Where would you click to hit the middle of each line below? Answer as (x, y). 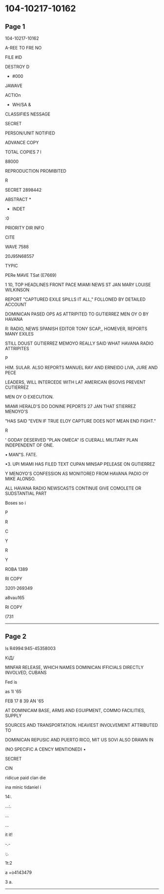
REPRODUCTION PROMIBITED (36, 171)
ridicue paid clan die (26, 778)
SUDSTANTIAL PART (26, 493)
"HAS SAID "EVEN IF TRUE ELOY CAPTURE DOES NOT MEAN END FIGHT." (81, 421)
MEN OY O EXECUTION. (29, 397)
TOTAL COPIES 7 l (23, 152)
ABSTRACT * (18, 199)
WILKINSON (17, 290)
